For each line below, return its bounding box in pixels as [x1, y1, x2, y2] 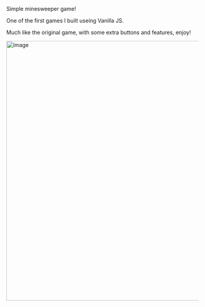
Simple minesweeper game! [6, 5, 76, 12]
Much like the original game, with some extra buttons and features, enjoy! [6, 29, 191, 36]
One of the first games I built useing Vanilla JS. [6, 17, 124, 24]
